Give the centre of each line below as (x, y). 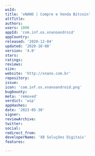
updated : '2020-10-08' (28, 46)
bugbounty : (16, 92)
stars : (12, 55)
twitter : (14, 124)
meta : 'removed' (22, 96)
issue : (12, 82)
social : (13, 128)
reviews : (14, 64)
